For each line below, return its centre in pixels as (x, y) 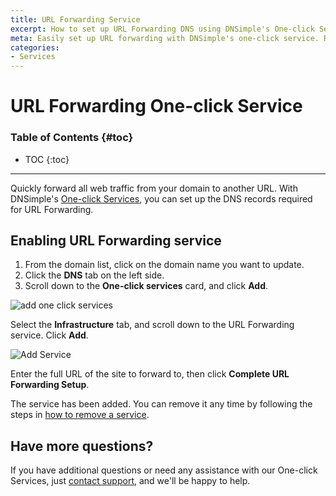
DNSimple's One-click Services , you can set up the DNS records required (161, 198)
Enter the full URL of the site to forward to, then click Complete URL (150, 374)
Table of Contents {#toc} (72, 138)
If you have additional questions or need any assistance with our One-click (164, 470)
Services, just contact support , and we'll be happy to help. (130, 481)
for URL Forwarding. (52, 209)
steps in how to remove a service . (80, 415)
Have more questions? (82, 446)
